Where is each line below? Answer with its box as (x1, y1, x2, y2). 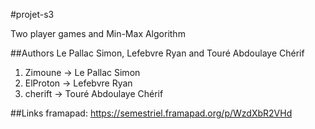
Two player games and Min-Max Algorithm (10, 28, 186, 39)
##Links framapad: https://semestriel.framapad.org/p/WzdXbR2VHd (10, 107, 293, 119)
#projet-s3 (10, 9, 55, 20)
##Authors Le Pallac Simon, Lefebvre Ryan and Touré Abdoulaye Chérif (10, 47, 305, 59)
